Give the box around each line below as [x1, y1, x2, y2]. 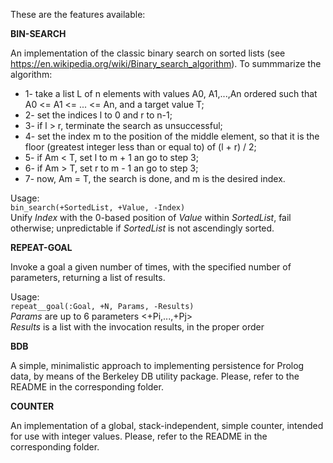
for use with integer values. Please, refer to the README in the [10, 430, 268, 442]
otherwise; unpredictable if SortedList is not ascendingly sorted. [10, 222, 275, 234]
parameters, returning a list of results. [10, 272, 166, 283]
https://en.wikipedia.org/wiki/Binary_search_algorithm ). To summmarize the [10, 58, 322, 69]
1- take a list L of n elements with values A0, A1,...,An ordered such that [24, 88, 318, 99]
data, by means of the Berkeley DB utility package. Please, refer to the [10, 370, 300, 382]
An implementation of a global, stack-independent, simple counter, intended [10, 420, 324, 431]
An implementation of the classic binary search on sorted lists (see [10, 47, 286, 59]
